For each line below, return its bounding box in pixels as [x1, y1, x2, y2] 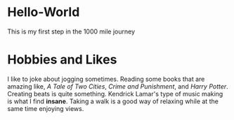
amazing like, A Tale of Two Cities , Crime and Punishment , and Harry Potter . [7, 82, 228, 91]
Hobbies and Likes [7, 52, 117, 68]
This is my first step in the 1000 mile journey [7, 27, 136, 36]
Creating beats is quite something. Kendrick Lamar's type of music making [7, 89, 223, 98]
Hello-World [7, 4, 80, 20]
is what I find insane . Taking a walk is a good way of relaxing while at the [7, 97, 219, 105]
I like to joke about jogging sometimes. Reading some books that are [7, 75, 205, 83]
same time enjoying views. [7, 104, 84, 112]
